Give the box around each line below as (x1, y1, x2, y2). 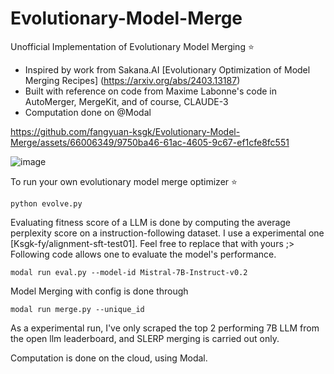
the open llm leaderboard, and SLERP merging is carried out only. (10, 332, 280, 344)
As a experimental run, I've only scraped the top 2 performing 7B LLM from (10, 322, 320, 334)
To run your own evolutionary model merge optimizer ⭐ (10, 175, 238, 187)
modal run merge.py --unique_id (10, 304, 145, 314)
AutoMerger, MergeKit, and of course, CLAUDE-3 (24, 95, 229, 107)
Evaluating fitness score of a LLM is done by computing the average (10, 216, 292, 228)
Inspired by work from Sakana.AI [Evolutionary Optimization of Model (24, 63, 311, 76)
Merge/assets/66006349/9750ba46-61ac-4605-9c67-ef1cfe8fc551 (10, 136, 290, 148)
